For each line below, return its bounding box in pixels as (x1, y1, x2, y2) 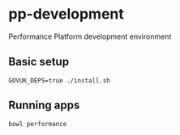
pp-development (8, 5, 124, 23)
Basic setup (8, 55, 70, 69)
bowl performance (8, 120, 67, 128)
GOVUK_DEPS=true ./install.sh (8, 76, 111, 85)
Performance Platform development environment (8, 32, 172, 41)
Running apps (8, 99, 80, 112)
